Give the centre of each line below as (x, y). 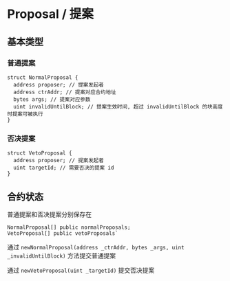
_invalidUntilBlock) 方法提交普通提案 (61, 256)
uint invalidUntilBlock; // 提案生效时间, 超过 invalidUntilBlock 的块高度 (118, 106)
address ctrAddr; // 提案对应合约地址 (65, 92)
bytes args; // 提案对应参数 (52, 99)
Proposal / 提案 (51, 14)
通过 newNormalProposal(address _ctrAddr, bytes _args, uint (96, 247)
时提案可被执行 (25, 114)
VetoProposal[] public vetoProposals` (63, 233)
